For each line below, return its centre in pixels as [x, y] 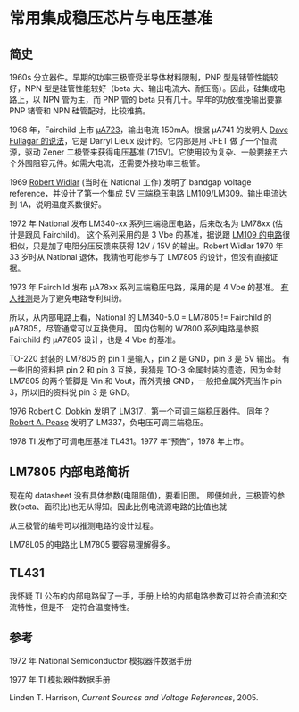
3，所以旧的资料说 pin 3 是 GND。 [72, 392]
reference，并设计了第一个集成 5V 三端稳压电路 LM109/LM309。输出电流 [144, 193]
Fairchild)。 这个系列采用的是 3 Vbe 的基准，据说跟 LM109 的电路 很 [166, 235]
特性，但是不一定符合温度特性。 [75, 607]
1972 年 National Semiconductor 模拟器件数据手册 [101, 661]
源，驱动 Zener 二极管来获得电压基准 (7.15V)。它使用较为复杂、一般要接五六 [149, 152]
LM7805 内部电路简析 [70, 472]
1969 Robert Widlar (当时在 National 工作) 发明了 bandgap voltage [130, 182]
